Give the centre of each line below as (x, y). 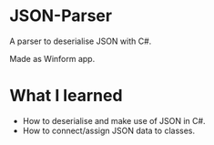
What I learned (66, 96)
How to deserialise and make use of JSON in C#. (114, 120)
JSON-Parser (61, 16)
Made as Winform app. (52, 58)
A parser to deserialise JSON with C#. (81, 41)
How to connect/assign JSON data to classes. (109, 130)
